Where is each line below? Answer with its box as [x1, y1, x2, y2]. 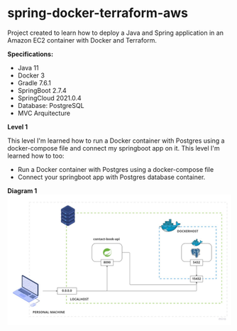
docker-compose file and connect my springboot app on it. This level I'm [7, 143, 220, 152]
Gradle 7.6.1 [17, 78, 52, 87]
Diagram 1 [7, 186, 38, 195]
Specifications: [7, 50, 54, 58]
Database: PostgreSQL [17, 101, 84, 109]
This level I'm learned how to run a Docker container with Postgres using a [7, 136, 225, 145]
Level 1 [7, 122, 28, 131]
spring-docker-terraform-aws [7, 5, 188, 21]
